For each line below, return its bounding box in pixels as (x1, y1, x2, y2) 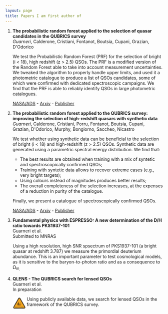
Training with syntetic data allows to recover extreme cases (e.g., (19, 167, 154, 173)
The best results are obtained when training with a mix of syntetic (19, 156, 155, 162)
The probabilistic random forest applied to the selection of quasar (12, 28, 152, 34)
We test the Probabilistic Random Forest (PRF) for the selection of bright (12, 53, 161, 60)
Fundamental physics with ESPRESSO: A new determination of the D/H (12, 217, 162, 223)
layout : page (5, 8, 32, 13)
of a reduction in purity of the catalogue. (19, 188, 103, 194)
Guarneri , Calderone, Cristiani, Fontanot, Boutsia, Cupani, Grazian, (12, 38, 149, 45)
